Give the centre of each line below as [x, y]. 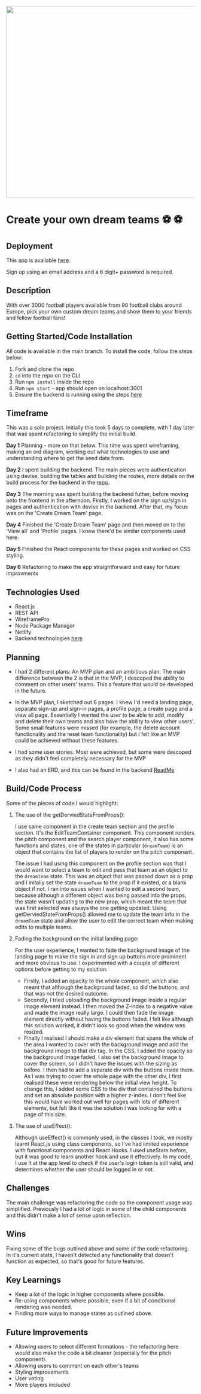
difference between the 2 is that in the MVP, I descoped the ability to [99, 678]
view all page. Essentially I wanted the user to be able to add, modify [99, 715]
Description [28, 290]
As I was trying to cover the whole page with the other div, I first [103, 1076]
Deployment [30, 246]
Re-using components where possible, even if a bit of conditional [95, 1301]
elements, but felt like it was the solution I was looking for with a [103, 1108]
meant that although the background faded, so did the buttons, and [106, 987]
